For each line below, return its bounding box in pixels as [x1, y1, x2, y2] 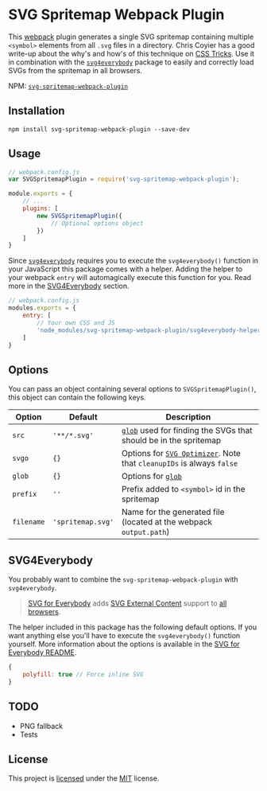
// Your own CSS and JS [37, 318, 115, 327]
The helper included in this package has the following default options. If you [8, 622, 257, 632]
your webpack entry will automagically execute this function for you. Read [8, 273, 252, 282]
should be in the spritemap [122, 435, 222, 446]
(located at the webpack [122, 516, 213, 528]
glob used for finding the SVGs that [122, 425, 253, 436]
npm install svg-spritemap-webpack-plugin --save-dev [8, 125, 191, 133]
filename [12, 517, 45, 527]
